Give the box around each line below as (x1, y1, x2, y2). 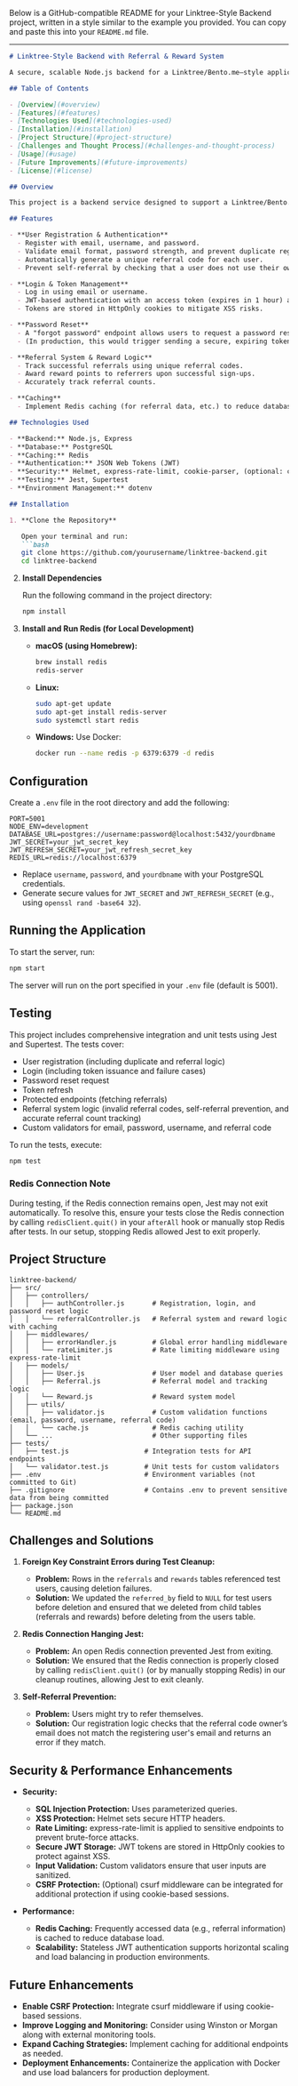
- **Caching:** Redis (9, 451, 90, 460)
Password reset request (21, 1075, 109, 1086)
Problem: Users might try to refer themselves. (35, 1709, 204, 1720)
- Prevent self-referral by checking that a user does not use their (17, 263, 279, 272)
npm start (9, 964, 46, 973)
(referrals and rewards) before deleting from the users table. (35, 1611, 256, 1622)
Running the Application (9, 923, 146, 938)
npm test (9, 1156, 42, 1166)
